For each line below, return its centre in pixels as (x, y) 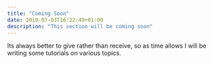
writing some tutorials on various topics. (64, 53)
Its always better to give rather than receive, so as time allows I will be (107, 46)
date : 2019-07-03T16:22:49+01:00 (55, 20)
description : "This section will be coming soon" (80, 26)
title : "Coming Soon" (38, 13)
